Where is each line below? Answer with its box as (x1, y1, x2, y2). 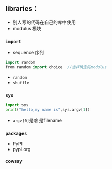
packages (5, 130, 27, 136)
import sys (5, 103, 29, 108)
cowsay (5, 158, 23, 164)
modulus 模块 (12, 25, 42, 31)
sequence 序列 (12, 50, 44, 56)
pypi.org (12, 146, 31, 153)
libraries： (5, 4, 39, 13)
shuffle (12, 80, 29, 85)
